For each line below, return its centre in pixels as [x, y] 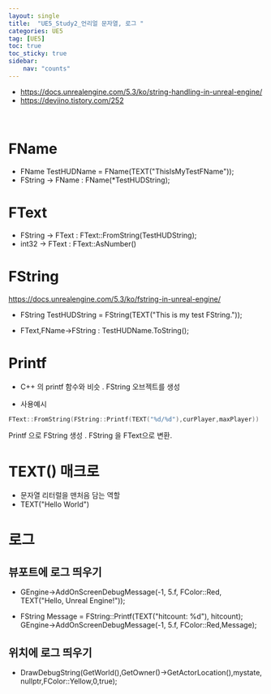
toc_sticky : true [38, 54]
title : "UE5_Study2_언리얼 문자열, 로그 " [76, 24]
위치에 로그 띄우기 [50, 652]
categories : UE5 [36, 31]
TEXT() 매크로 [54, 471]
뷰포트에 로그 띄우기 [55, 572]
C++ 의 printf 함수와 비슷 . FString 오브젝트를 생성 [100, 387]
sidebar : [23, 62]
